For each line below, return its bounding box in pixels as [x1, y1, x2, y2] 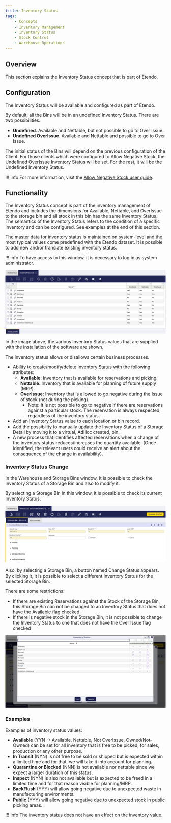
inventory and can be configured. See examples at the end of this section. [5, 224, 160, 230]
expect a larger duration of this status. [12, 769, 93, 776]
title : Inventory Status [5, 8, 58, 13]
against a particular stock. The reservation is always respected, [27, 407, 161, 413]
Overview [5, 60, 37, 69]
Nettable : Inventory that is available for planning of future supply [20, 380, 156, 386]
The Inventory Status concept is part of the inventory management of [5, 202, 151, 209]
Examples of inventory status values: [5, 727, 82, 733]
